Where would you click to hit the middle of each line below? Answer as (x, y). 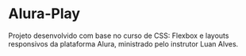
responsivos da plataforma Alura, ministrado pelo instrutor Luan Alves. (123, 43)
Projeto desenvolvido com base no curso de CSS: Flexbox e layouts (119, 35)
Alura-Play (44, 14)
